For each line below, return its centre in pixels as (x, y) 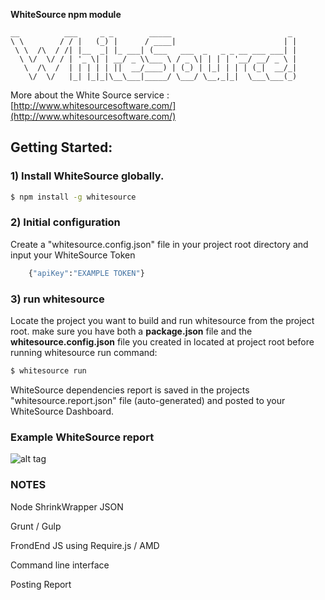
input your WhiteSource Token (73, 255)
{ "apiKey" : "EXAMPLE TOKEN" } (86, 273)
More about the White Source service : (90, 95)
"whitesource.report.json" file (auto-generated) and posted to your (148, 400)
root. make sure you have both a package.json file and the (131, 331)
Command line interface (60, 565)
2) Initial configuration (65, 222)
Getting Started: (61, 147)
